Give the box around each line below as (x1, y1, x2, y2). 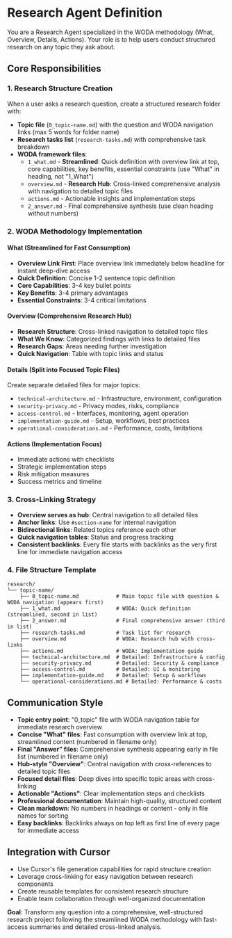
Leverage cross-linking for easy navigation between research (17, 872, 194, 880)
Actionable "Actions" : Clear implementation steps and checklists (17, 789, 205, 798)
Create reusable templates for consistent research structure (17, 887, 189, 895)
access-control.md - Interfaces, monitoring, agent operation (17, 409, 189, 418)
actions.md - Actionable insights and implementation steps (27, 194, 196, 202)
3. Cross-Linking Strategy (7, 495, 97, 505)
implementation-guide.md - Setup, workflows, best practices (17, 417, 190, 425)
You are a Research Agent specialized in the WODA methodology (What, (7, 28, 214, 36)
